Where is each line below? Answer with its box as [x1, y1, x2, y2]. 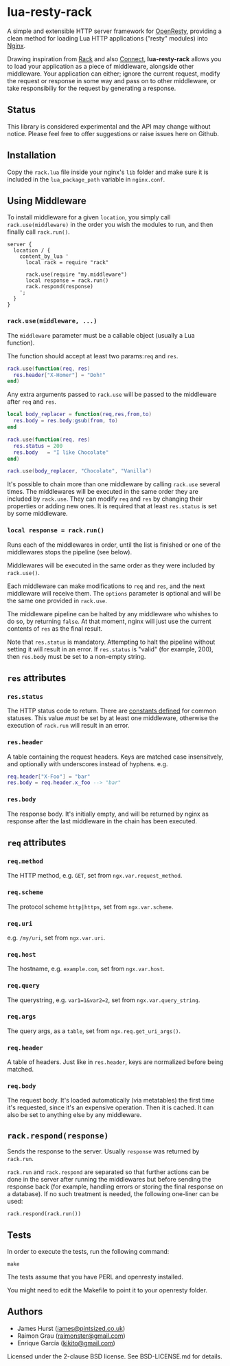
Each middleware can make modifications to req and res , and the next [7, 582, 205, 590]
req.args [7, 1012, 36, 1021]
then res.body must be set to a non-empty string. [7, 652, 146, 660]
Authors [7, 1306, 43, 1318]
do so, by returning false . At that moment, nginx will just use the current [7, 617, 211, 625]
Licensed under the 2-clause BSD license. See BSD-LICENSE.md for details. [7, 1352, 222, 1360]
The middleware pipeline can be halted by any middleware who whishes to [7, 609, 218, 618]
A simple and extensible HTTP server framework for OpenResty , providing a [7, 27, 222, 35]
